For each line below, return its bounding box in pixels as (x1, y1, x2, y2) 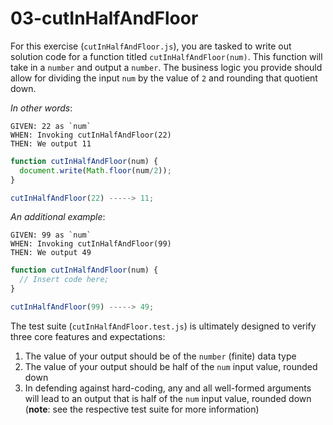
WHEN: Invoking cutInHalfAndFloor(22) (10, 130, 172, 140)
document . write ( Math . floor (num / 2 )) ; (19, 165, 172, 176)
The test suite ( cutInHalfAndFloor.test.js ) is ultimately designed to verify (10, 320, 317, 332)
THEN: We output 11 (10, 138, 92, 149)
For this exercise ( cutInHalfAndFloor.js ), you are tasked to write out (10, 40, 292, 52)
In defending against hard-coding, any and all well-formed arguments (24, 382, 312, 394)
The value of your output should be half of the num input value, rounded (24, 360, 318, 372)
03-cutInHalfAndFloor (10, 7, 199, 30)
